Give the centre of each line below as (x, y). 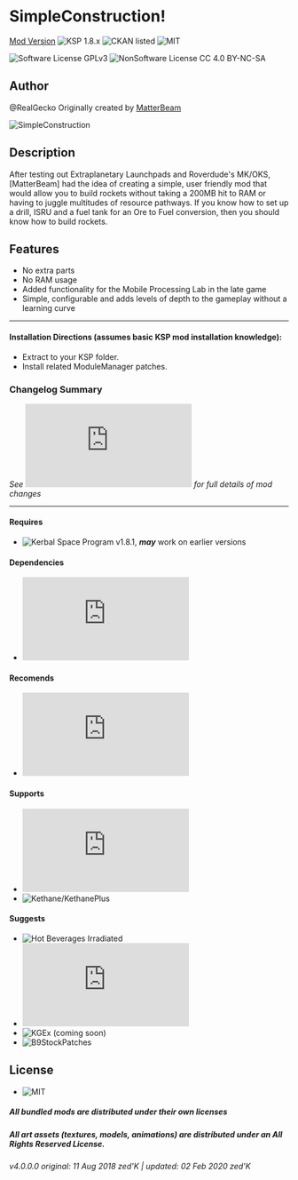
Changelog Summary (56, 389)
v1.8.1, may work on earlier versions (181, 542)
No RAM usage (50, 280)
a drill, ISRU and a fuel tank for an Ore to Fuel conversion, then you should (145, 211)
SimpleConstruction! (87, 16)
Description (42, 153)
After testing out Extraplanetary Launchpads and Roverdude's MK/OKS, (140, 174)
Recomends (32, 678)
